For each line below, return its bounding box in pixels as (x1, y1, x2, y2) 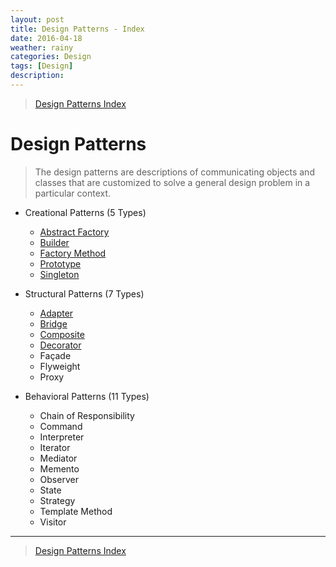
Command (39, 420, 83, 432)
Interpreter (39, 431, 85, 443)
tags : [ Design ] (10, 61, 74, 71)
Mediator (39, 452, 78, 464)
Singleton (39, 268, 80, 280)
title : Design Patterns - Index (10, 24, 145, 34)
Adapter (39, 307, 74, 319)
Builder (39, 236, 70, 248)
